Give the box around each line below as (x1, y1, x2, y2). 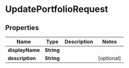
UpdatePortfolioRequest (5, 3, 108, 15)
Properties (5, 23, 39, 32)
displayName (8, 46, 40, 53)
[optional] (97, 55, 121, 61)
